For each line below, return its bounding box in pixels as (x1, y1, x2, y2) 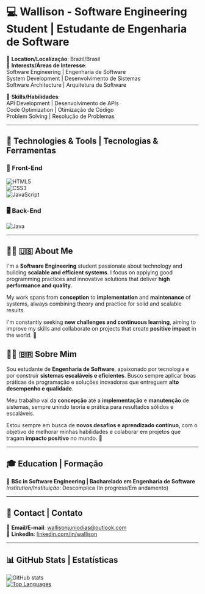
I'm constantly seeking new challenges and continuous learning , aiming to (6, 318, 196, 326)
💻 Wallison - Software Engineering (6, 5, 187, 19)
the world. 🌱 (6, 331, 37, 339)
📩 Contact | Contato (6, 508, 83, 518)
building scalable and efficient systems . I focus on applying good (6, 268, 173, 276)
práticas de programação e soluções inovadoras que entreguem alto (6, 378, 179, 386)
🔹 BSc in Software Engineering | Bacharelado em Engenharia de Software (6, 478, 195, 485)
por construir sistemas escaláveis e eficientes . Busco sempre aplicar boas (6, 372, 196, 379)
